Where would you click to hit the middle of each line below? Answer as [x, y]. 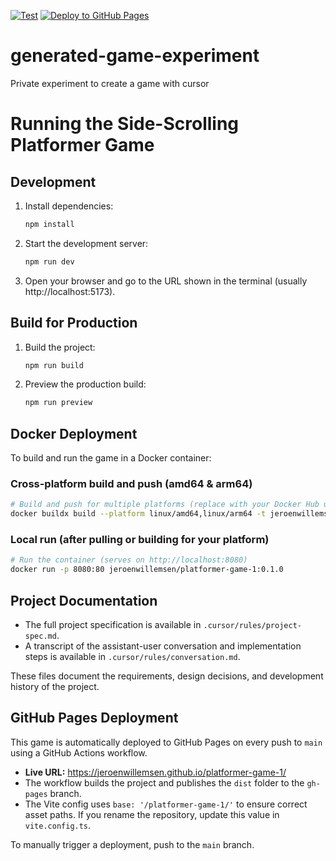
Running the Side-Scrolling [125, 124]
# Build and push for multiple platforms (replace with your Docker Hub [165, 505]
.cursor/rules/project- [252, 625]
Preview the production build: [85, 384]
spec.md [40, 636]
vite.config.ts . [58, 825]
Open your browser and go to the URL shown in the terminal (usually [166, 281]
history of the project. [55, 686]
